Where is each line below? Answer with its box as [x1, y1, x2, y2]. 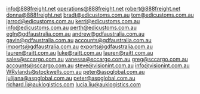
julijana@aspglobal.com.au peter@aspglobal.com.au [6, 74, 136, 82]
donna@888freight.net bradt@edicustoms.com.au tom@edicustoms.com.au [6, 11, 194, 18]
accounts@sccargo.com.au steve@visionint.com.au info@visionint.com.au [6, 62, 190, 69]
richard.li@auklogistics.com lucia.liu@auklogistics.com [6, 81, 141, 88]
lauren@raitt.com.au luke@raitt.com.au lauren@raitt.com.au [6, 49, 153, 56]
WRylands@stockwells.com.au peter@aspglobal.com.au [6, 68, 145, 75]
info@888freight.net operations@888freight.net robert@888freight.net [6, 5, 181, 12]
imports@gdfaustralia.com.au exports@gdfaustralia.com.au [6, 43, 153, 50]
